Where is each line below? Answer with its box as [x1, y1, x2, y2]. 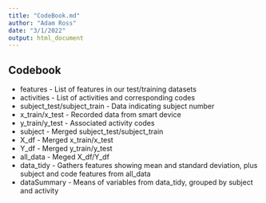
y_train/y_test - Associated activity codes [19, 119, 155, 128]
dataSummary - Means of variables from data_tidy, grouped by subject [19, 178, 253, 187]
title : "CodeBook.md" [8, 11, 81, 20]
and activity [19, 186, 59, 196]
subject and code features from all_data [19, 169, 151, 179]
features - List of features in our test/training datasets [19, 84, 197, 94]
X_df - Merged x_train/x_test [19, 135, 113, 145]
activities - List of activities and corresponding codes [19, 93, 196, 103]
